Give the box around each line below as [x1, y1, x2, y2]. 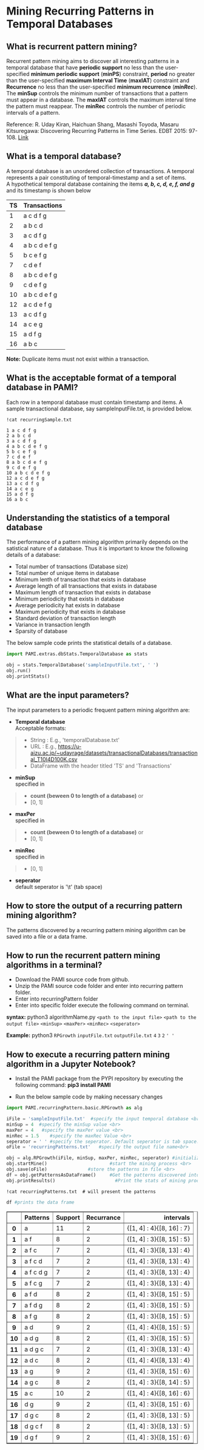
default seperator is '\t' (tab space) [15, 883, 103, 890]
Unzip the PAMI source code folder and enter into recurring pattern [15, 982, 183, 990]
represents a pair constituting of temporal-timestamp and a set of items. [6, 174, 187, 181]
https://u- [57, 743, 82, 750]
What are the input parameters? [6, 690, 129, 701]
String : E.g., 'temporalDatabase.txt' [30, 736, 120, 743]
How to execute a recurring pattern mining [6, 1049, 170, 1060]
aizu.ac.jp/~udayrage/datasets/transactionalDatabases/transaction [30, 749, 198, 757]
